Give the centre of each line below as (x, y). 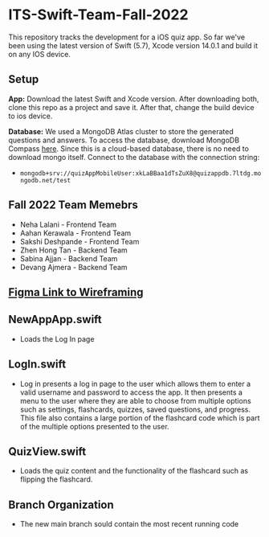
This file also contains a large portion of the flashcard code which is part (140, 418)
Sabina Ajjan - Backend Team (69, 258)
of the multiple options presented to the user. (95, 426)
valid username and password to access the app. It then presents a (131, 392)
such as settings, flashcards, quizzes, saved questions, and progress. (135, 409)
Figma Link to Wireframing (76, 292)
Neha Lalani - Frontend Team (68, 224)
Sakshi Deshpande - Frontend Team (79, 241)
